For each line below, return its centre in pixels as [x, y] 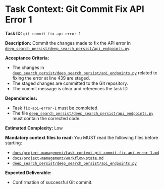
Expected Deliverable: [28, 173]
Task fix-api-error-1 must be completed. [55, 108]
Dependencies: [21, 98]
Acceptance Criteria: [27, 58]
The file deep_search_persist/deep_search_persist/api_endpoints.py [83, 113]
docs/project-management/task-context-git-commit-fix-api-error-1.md [86, 153]
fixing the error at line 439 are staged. [51, 78]
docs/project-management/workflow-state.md [58, 158]
